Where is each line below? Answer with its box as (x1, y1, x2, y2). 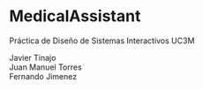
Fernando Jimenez (9, 70, 78, 81)
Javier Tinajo (9, 52, 56, 63)
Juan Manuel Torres (9, 62, 82, 72)
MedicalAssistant (9, 6, 141, 26)
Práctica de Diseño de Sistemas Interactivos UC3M (9, 35, 195, 46)
